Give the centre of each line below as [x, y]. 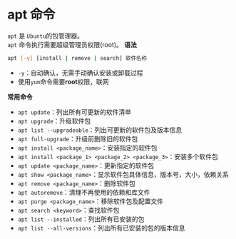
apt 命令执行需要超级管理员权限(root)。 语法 [72, 44]
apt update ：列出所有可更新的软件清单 [75, 112]
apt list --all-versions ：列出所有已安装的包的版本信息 [101, 228]
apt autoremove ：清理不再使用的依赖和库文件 [84, 192]
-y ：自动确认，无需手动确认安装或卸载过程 [81, 73]
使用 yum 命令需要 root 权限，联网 [63, 81]
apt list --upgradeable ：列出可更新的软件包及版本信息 [100, 130]
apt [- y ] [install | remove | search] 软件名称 [77, 58]
